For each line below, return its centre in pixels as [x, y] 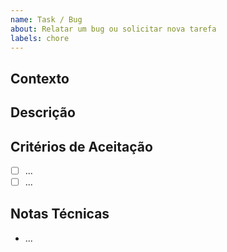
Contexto [40, 78]
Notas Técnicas [60, 214]
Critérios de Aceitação [81, 146]
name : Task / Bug [46, 19]
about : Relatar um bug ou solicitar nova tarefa [113, 29]
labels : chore [40, 38]
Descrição [43, 112]
